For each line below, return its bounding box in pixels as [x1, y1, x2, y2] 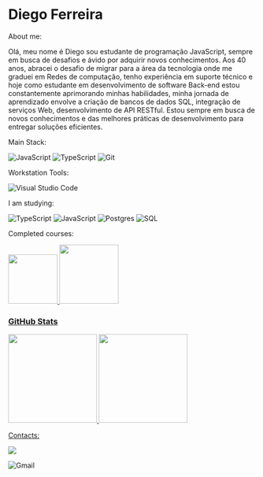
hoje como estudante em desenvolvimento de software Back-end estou [8, 80, 240, 90]
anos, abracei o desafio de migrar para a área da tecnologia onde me [8, 63, 232, 72]
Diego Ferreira [8, 6, 104, 24]
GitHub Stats [8, 316, 58, 327]
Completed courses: [8, 228, 75, 238]
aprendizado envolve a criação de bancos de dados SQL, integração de [8, 97, 241, 106]
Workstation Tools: [8, 168, 69, 177]
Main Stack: [8, 137, 47, 146]
